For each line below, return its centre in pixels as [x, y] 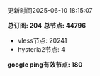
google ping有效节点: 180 [45, 65]
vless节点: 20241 [42, 40]
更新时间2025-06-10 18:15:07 [50, 10]
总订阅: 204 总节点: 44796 [47, 26]
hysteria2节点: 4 [41, 49]
